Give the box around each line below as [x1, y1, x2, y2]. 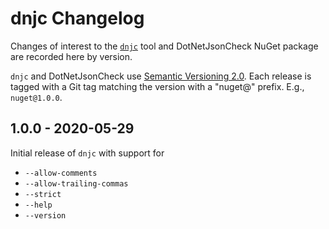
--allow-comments [24, 168, 98, 178]
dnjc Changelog [10, 7, 145, 30]
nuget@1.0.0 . [10, 91, 63, 103]
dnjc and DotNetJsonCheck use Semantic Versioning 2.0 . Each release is [10, 70, 312, 82]
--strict [24, 189, 62, 199]
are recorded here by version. [10, 50, 133, 62]
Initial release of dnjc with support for [10, 147, 165, 159]
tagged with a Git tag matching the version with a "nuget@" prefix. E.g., [10, 80, 305, 92]
